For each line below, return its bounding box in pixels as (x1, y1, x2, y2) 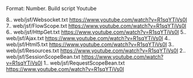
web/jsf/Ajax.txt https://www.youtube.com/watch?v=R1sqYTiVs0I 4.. (6, 35, 171, 41)
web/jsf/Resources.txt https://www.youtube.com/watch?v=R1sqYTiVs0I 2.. (6, 47, 186, 54)
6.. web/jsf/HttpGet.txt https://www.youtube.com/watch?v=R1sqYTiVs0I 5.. (6, 29, 187, 36)
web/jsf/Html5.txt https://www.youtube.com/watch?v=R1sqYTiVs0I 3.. (6, 41, 174, 48)
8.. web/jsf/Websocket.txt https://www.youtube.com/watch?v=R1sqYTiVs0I (6, 16, 187, 23)
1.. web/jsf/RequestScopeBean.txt (43, 59, 125, 66)
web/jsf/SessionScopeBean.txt (6, 54, 81, 60)
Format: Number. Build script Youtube (6, 5, 97, 12)
